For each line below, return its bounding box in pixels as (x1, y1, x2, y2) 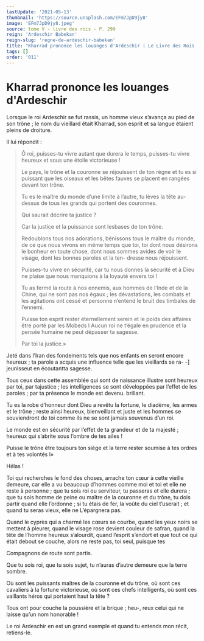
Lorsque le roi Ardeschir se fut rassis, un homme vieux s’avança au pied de (6, 113, 195, 120)
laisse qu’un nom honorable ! (6, 611, 79, 618)
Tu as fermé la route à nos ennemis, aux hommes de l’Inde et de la (21, 284, 188, 291)
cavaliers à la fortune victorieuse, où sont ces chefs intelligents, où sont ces (6, 586, 197, 593)
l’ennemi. (21, 303, 44, 311)
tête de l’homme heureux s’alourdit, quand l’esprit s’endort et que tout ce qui (6, 531, 198, 538)
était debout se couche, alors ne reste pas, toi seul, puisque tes (6, 538, 166, 545)
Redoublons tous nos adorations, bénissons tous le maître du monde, (21, 235, 195, 242)
